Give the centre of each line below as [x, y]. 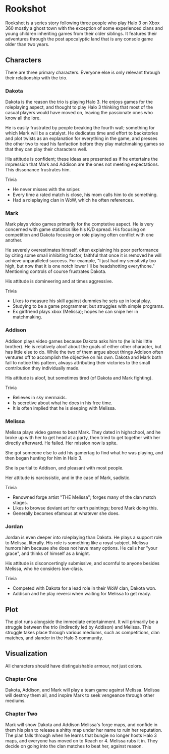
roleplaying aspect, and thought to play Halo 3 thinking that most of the [79, 107]
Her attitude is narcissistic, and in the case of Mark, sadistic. [68, 478]
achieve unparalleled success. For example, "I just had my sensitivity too [81, 261]
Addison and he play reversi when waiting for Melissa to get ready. [82, 594]
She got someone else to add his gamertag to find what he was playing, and [84, 452]
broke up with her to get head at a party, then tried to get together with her [83, 437]
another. [14, 240]
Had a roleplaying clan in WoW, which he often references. [73, 200]
